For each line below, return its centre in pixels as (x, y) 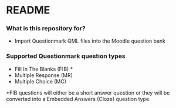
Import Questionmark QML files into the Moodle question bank (90, 41)
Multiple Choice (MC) (40, 81)
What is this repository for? (46, 29)
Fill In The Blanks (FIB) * (44, 69)
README (28, 10)
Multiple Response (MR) (44, 75)
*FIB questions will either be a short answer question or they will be (88, 93)
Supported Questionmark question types (66, 56)
